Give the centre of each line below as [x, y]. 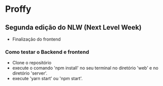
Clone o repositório [32, 63]
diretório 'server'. [30, 73]
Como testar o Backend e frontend [47, 52]
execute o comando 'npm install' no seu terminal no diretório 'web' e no [85, 68]
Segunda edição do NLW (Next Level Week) [73, 27]
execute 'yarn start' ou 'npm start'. [47, 79]
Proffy [18, 9]
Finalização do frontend [36, 39]
